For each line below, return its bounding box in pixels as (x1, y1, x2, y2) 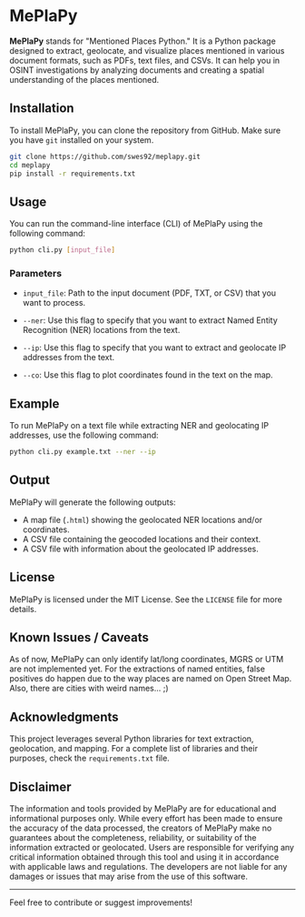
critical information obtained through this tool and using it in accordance (9, 851, 280, 862)
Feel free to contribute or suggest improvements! (9, 897, 193, 908)
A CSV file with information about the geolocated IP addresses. (22, 543, 259, 554)
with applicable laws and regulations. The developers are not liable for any (9, 862, 288, 872)
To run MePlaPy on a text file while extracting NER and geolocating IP (9, 420, 270, 431)
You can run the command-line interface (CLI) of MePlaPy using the (9, 218, 263, 229)
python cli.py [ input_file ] (9, 246, 116, 255)
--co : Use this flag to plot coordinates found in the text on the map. (22, 369, 274, 380)
